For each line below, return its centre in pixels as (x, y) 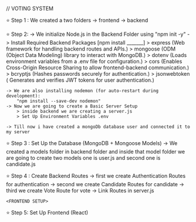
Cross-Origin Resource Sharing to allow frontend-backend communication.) (98, 68)
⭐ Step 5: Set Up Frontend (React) (47, 213)
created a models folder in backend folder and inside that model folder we (96, 152)
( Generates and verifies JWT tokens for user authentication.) (80, 80)
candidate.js (21, 164)
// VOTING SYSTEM (30, 9)
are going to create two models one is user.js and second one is (83, 158)
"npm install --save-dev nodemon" (59, 101)
